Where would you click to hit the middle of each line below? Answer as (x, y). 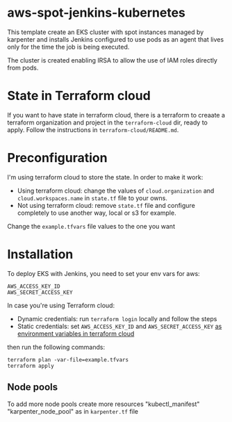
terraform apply (31, 366)
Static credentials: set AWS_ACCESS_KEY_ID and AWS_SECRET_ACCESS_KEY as (119, 326)
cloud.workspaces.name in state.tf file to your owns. (92, 198)
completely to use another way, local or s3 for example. (97, 213)
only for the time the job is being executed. (68, 47)
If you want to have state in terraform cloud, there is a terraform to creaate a (116, 115)
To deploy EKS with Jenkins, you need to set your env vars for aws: (103, 273)
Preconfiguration (57, 158)
